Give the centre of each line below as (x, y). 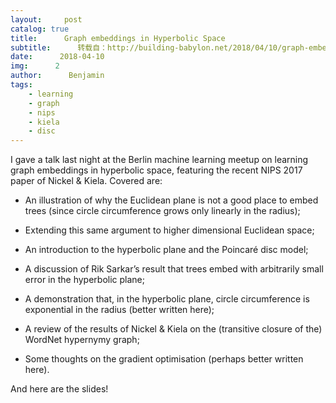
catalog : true (40, 29)
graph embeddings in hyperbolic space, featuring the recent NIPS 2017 (156, 170)
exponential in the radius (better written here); (119, 310)
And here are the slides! (59, 389)
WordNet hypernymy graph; (82, 340)
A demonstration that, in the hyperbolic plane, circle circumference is (167, 299)
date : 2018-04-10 (57, 57)
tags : (21, 85)
